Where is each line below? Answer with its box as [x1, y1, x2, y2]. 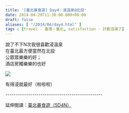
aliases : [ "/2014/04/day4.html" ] [5, 22, 82, 27]
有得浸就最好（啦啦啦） [5, 81, 55, 87]
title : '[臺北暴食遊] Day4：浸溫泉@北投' [5, 7, 87, 13]
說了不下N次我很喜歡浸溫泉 [5, 42, 63, 48]
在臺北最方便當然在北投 [5, 48, 55, 54]
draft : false [5, 17, 33, 22]
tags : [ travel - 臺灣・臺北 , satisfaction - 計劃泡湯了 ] [5, 27, 124, 32]
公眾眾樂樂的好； [5, 54, 42, 61]
